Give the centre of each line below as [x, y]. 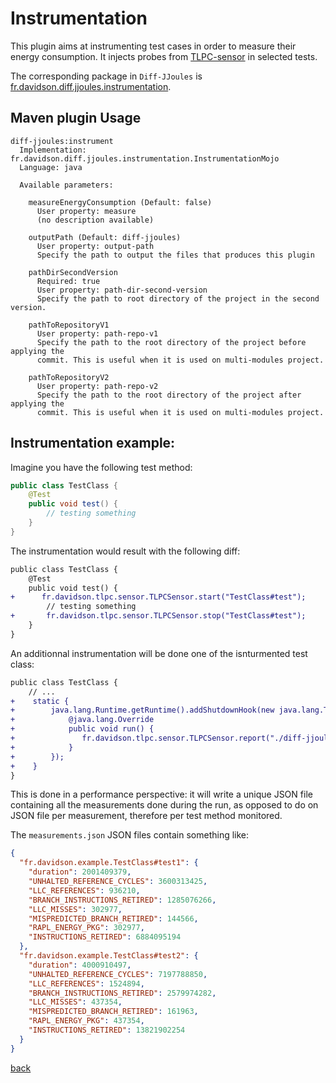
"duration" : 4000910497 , [80, 965]
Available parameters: [66, 185]
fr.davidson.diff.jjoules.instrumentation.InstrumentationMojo [145, 158]
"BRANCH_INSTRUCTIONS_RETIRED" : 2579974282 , [122, 993]
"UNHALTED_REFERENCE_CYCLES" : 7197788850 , [118, 974]
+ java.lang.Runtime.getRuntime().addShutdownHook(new [142, 710]
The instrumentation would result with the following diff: [125, 551]
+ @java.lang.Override [82, 720]
